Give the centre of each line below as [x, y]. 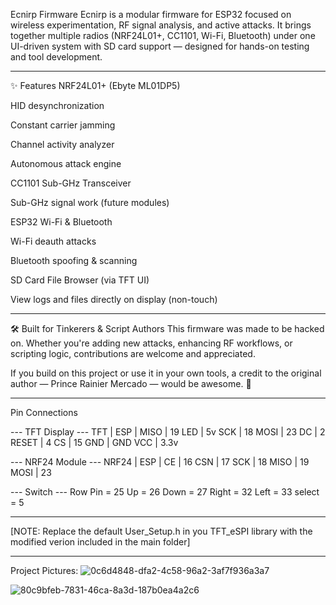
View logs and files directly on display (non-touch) [114, 299]
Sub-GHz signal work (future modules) [90, 202]
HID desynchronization [57, 105]
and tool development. [56, 57]
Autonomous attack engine [66, 163]
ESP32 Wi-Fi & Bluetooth [61, 222]
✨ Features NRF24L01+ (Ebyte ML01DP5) [95, 85]
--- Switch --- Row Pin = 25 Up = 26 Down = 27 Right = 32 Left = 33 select [165, 492]
